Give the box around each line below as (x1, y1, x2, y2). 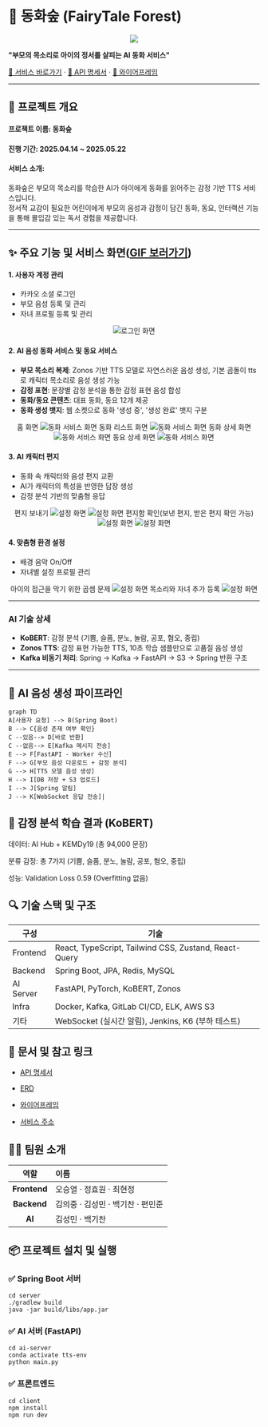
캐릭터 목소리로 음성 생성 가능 (28, 375, 120, 384)
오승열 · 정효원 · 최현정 (55, 1184, 136, 1195)
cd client (8, 1397, 41, 1405)
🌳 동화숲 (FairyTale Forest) (8, 7, 182, 26)
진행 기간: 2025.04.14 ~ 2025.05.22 (8, 144, 126, 153)
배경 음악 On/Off (19, 557, 73, 566)
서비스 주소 (19, 1117, 55, 1127)
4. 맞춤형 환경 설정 (8, 538, 65, 547)
